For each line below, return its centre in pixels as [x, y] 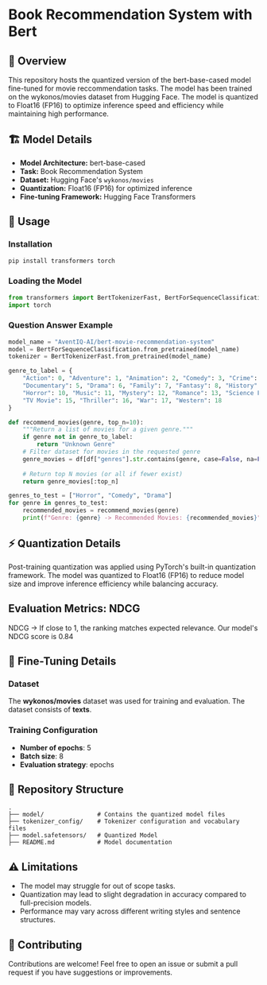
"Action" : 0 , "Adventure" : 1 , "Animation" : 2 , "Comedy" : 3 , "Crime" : [140, 378]
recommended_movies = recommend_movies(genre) [101, 510]
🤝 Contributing [45, 945]
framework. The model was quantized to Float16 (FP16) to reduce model [126, 575]
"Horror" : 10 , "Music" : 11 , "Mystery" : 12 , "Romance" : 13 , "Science [138, 393]
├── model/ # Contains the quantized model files [117, 815]
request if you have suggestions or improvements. [91, 972]
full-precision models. [56, 903]
